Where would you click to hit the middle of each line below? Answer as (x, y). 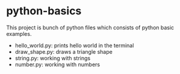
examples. (19, 33)
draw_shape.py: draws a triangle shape (64, 51)
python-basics (44, 11)
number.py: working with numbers (57, 64)
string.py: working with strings (53, 58)
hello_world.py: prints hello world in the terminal (74, 45)
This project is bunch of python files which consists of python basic (90, 27)
